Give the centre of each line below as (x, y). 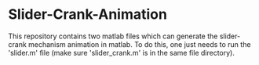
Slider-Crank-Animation (88, 14)
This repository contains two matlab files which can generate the (113, 36)
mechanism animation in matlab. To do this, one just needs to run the (140, 44)
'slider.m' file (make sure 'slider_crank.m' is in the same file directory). (122, 52)
